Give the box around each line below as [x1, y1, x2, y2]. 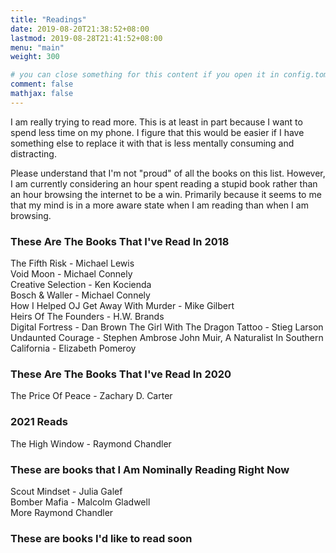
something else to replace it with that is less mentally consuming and [10, 137, 295, 149]
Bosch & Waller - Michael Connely [10, 289, 151, 301]
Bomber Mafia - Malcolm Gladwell [10, 496, 151, 508]
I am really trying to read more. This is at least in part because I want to [10, 116, 303, 128]
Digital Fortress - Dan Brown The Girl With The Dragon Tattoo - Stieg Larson [10, 321, 324, 333]
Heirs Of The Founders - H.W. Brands [10, 311, 165, 323]
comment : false [10, 79, 74, 90]
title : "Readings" [10, 14, 87, 25]
